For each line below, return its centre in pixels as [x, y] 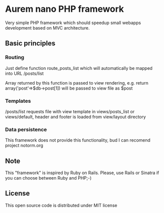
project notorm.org [24, 146]
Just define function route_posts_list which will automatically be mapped [79, 68]
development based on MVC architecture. [48, 28]
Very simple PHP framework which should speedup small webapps [73, 23]
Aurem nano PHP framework [65, 9]
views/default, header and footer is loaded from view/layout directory [76, 117]
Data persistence [26, 129]
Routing [15, 58]
